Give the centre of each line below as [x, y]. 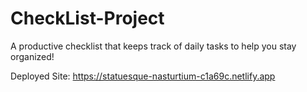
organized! [32, 56]
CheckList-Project [87, 18]
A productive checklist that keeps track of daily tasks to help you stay [153, 46]
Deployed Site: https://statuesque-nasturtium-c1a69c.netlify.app [143, 76]
